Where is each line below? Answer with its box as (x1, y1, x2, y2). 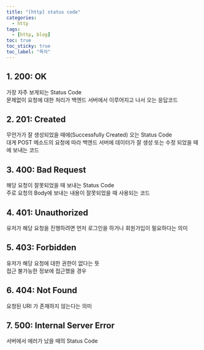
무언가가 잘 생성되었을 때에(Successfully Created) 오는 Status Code (6, 131, 173, 138)
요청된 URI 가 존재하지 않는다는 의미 (6, 302, 93, 310)
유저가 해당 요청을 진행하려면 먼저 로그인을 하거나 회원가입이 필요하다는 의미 (6, 225, 188, 231)
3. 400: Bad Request (6, 165, 86, 175)
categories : (6, 15, 37, 21)
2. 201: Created (6, 114, 66, 124)
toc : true (6, 37, 32, 43)
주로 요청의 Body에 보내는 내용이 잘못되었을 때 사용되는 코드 (6, 189, 150, 196)
